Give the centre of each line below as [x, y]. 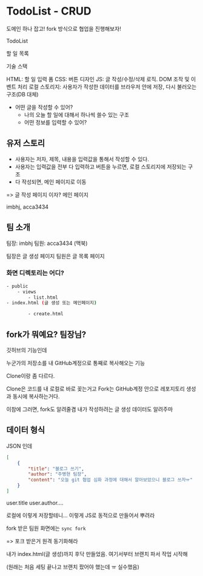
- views [27, 292]
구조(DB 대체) [22, 94]
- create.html [46, 314]
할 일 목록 [18, 53]
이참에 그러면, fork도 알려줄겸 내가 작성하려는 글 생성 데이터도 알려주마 [90, 409]
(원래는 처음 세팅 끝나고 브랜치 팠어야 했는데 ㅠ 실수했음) [73, 567]
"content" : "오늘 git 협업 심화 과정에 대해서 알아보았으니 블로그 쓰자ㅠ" [110, 480]
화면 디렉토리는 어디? [35, 273]
